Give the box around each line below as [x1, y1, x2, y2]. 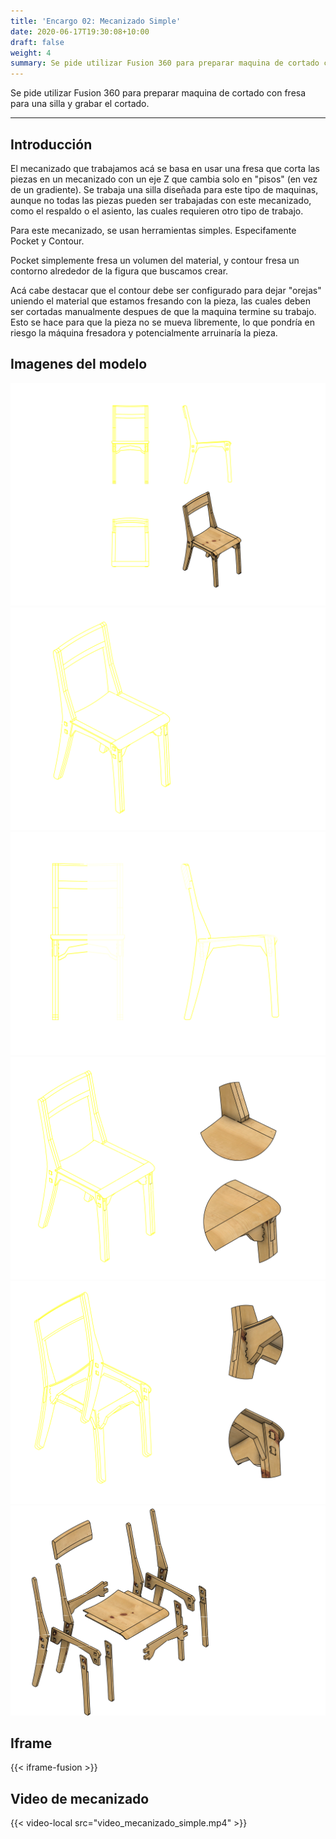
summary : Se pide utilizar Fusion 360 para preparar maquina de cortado [10, 58, 320, 69]
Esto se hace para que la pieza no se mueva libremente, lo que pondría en [10, 316, 315, 328]
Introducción [10, 136, 93, 153]
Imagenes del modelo [10, 356, 148, 373]
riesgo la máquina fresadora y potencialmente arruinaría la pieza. [10, 326, 278, 339]
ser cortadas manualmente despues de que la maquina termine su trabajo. [10, 305, 317, 317]
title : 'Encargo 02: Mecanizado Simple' [10, 16, 182, 26]
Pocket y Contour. [10, 235, 85, 247]
